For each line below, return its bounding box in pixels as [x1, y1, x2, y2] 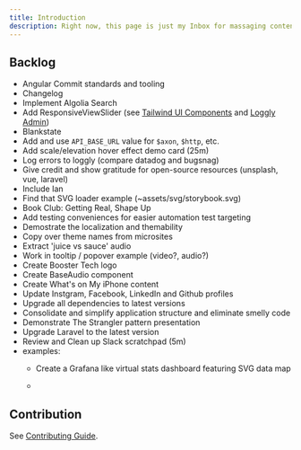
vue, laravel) [21, 174, 69, 185]
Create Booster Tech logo [21, 260, 118, 270]
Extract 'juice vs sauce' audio [21, 241, 132, 251]
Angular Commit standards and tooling [21, 78, 166, 90]
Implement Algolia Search [21, 98, 118, 109]
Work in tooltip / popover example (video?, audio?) [21, 251, 209, 261]
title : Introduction [9, 13, 87, 22]
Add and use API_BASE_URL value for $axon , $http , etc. [21, 136, 219, 146]
